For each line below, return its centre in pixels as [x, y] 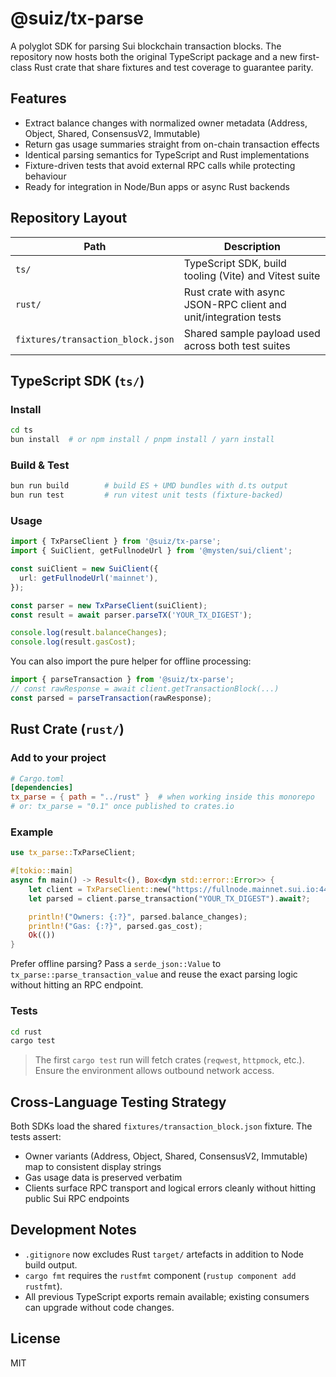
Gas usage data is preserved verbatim [103, 1178]
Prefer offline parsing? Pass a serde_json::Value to [116, 964]
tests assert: [36, 1137]
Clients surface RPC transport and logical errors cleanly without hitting [170, 1188]
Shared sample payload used [252, 333]
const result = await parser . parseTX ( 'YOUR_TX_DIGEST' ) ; [131, 615]
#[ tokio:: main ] [42, 871]
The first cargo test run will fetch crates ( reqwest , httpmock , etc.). [169, 1060]
